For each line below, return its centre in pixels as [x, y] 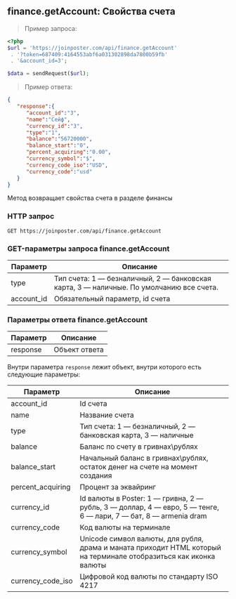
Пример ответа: [48, 87]
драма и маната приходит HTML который [150, 548]
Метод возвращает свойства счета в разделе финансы [90, 198]
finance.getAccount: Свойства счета [91, 12]
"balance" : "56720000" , [59, 139]
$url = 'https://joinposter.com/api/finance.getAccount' [92, 48]
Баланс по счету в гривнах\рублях [139, 447]
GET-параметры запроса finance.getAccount [88, 249]
